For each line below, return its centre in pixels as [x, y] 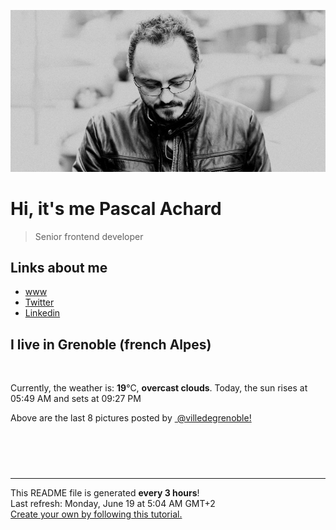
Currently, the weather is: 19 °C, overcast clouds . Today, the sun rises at [159, 388]
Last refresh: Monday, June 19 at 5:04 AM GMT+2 [113, 504]
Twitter [39, 302]
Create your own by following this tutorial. [96, 514]
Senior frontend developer [89, 236]
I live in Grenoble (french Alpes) [111, 344]
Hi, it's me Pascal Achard [116, 208]
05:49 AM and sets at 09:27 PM [76, 399]
